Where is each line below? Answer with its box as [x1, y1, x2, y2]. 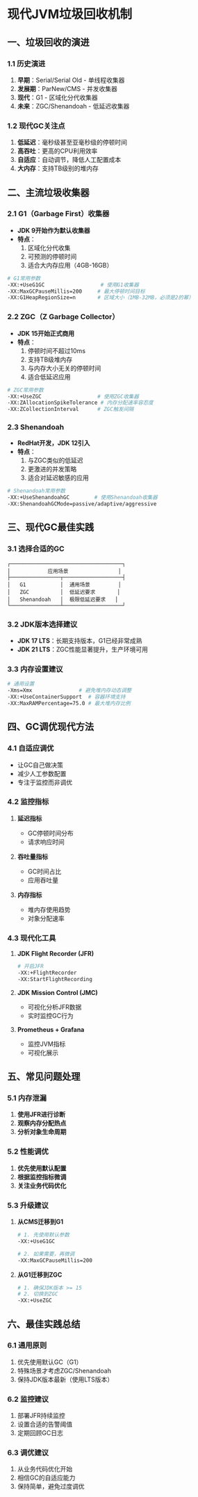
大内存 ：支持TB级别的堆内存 [17, 164, 99, 172]
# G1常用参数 [7, 275, 41, 282]
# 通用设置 [7, 681, 35, 688]
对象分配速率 [27, 914, 65, 922]
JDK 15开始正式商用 [17, 329, 75, 337]
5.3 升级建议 [7, 1200, 49, 1210]
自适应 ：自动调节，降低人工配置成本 [17, 156, 122, 164]
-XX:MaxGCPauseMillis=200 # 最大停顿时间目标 [7, 288, 146, 295]
